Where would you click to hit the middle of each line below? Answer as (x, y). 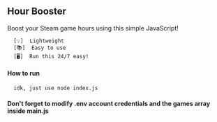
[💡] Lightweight (39, 41)
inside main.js (28, 111)
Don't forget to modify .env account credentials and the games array (109, 103)
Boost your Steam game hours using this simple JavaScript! (93, 28)
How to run (24, 73)
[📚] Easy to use (40, 48)
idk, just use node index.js (56, 88)
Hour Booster (37, 11)
